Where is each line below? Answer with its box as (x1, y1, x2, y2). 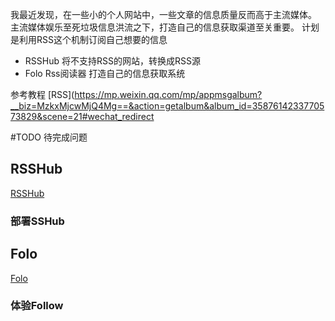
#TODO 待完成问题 (10, 131, 88, 143)
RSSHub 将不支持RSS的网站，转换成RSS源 (24, 55, 201, 67)
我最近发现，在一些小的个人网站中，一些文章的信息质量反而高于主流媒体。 (10, 9, 317, 20)
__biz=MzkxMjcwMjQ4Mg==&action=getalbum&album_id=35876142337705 (10, 100, 325, 112)
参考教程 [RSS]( (10, 89, 75, 100)
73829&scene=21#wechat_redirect (10, 111, 155, 122)
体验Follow (10, 299, 64, 313)
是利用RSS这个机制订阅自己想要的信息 (10, 34, 168, 45)
